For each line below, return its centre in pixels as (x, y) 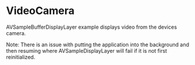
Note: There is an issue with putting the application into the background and (97, 45)
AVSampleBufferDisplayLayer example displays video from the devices (92, 27)
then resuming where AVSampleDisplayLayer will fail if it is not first (87, 50)
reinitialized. (21, 57)
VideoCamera (40, 11)
